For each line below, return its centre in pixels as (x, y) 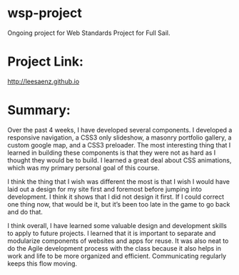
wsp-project (45, 13)
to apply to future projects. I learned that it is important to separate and (112, 233)
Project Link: (46, 62)
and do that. (25, 212)
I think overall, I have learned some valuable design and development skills (117, 225)
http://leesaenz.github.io (44, 81)
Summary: (39, 110)
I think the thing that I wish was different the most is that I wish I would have (119, 181)
